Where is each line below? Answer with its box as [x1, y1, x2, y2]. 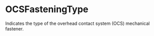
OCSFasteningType [5, 4, 89, 15]
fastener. [5, 25, 24, 31]
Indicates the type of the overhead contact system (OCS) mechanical [5, 20, 150, 26]
